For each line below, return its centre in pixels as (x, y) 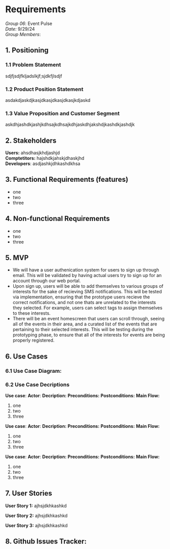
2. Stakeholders (31, 140)
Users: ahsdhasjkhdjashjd (33, 153)
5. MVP (17, 258)
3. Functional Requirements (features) (67, 180)
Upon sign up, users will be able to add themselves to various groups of (88, 286)
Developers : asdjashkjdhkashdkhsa (43, 163)
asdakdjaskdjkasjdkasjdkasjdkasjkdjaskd (48, 100)
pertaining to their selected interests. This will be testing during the (83, 330)
